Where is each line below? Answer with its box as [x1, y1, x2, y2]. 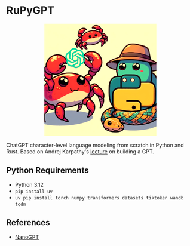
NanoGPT [14, 233, 39, 241]
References [6, 217, 50, 227]
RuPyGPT [6, 4, 55, 17]
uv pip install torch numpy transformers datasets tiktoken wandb [14, 195, 184, 201]
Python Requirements [6, 165, 89, 176]
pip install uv [14, 189, 53, 195]
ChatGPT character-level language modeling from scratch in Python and [6, 142, 184, 149]
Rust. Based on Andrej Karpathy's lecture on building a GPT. [6, 147, 154, 155]
